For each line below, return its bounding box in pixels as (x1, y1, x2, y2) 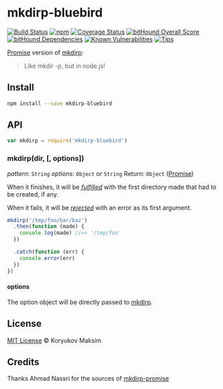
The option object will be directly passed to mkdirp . (7, 298, 153, 306)
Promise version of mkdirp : (7, 48, 84, 57)
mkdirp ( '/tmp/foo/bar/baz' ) (7, 217, 88, 223)
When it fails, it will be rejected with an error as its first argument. (7, 203, 192, 212)
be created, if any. (7, 190, 59, 198)
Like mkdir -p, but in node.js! (23, 61, 105, 70)
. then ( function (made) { (13, 223, 85, 230)
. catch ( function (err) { (13, 248, 85, 256)
